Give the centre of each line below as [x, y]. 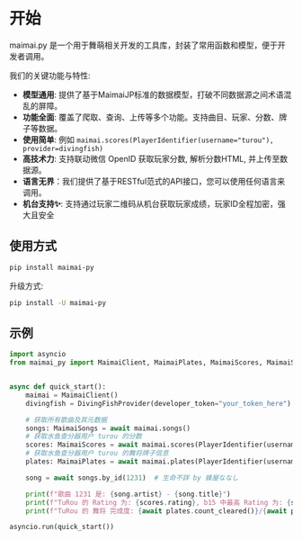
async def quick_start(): [58, 387]
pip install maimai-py [52, 267]
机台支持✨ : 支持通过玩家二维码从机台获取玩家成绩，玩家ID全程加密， [150, 203]
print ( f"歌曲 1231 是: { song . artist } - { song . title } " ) [128, 494]
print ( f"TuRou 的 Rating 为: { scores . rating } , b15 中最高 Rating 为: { [158, 502]
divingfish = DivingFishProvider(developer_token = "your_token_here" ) [159, 403]
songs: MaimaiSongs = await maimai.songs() [108, 428]
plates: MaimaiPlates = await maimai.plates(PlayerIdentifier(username [162, 462]
